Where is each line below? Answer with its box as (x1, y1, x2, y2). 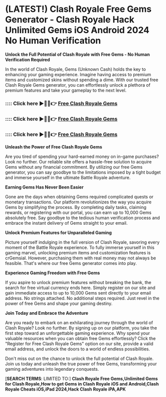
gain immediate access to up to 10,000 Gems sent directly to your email (5, 290, 151, 296)
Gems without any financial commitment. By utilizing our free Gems (5, 164, 143, 170)
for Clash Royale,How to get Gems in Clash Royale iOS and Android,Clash (5, 381, 159, 387)
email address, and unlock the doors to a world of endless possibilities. (5, 346, 150, 352)
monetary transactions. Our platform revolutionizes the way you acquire (5, 199, 152, 205)
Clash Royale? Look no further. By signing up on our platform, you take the (5, 325, 157, 331)
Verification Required (5, 56, 51, 62)
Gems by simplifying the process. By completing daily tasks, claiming (5, 204, 147, 210)
